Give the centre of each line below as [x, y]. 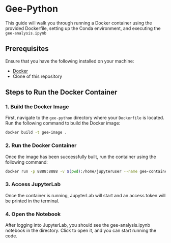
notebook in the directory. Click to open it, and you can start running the [81, 231]
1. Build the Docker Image [37, 107]
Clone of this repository [37, 76]
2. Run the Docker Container [41, 145]
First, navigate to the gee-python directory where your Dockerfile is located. [85, 118]
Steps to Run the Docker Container [61, 92]
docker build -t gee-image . [36, 133]
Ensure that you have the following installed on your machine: [70, 61]
